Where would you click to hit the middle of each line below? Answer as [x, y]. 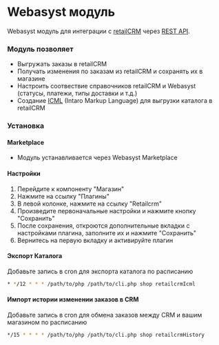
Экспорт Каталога [35, 256]
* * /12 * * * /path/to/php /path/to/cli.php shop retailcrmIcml [101, 284]
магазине [31, 79]
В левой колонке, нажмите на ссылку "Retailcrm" [90, 204]
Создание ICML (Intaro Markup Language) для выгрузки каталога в [115, 101]
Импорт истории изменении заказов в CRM [73, 299]
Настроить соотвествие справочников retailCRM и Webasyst [106, 86]
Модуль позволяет [40, 49]
